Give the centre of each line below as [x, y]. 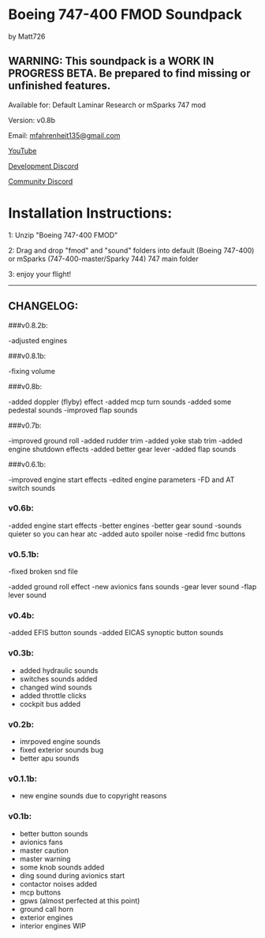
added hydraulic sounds [59, 670]
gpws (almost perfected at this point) [80, 900]
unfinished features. [60, 86]
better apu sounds [49, 758]
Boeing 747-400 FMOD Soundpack [125, 15]
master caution [44, 850]
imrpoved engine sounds [60, 741]
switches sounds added [58, 678]
